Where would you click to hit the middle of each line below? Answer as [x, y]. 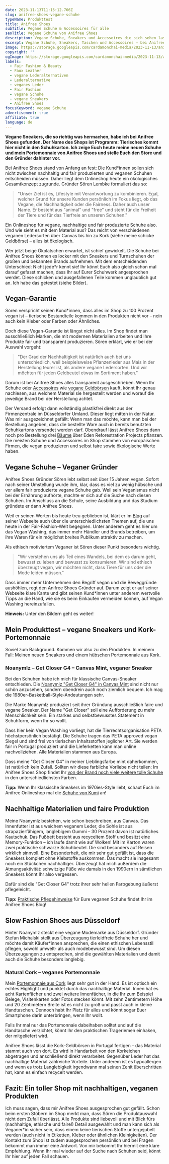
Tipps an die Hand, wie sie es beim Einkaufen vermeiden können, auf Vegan [84, 599]
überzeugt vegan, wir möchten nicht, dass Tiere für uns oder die [84, 568]
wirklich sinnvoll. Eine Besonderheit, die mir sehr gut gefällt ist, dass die [80, 853]
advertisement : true [27, 113]
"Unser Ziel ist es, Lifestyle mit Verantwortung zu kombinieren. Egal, [88, 193]
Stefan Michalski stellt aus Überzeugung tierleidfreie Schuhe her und [77, 938]
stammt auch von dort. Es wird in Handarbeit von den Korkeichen [73, 1051]
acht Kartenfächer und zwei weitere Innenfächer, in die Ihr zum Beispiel [79, 994]
